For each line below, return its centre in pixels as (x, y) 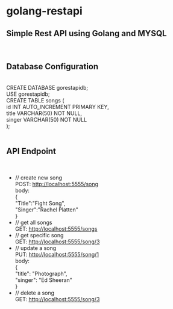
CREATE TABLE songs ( (35, 100)
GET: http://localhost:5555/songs (56, 229)
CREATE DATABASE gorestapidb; (47, 87)
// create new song (38, 177)
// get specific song (39, 235)
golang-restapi (44, 11)
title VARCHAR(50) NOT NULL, (44, 113)
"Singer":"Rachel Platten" (46, 210)
